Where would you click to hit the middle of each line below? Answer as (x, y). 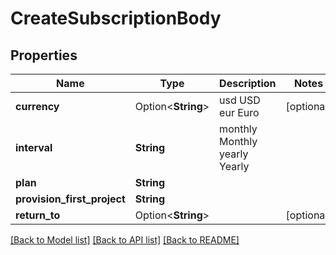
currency (37, 106)
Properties (44, 55)
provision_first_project (70, 199)
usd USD (240, 100)
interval (34, 147)
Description (248, 83)
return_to (38, 215)
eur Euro (239, 112)
